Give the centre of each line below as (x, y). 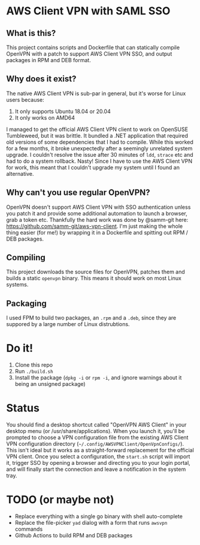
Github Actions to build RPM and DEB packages (74, 535)
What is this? (31, 33)
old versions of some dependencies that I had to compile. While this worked (100, 142)
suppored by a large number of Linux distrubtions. (68, 324)
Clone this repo (34, 365)
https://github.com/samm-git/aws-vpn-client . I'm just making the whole (95, 226)
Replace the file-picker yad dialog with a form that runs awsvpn (91, 523)
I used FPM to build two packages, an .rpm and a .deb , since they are (91, 318)
